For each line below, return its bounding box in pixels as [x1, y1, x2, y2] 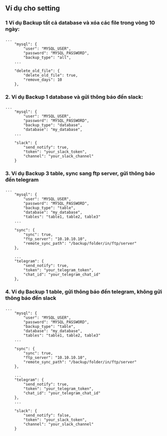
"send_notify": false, [23, 413, 71, 418]
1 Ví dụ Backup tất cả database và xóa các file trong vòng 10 [5, 19, 155, 26]
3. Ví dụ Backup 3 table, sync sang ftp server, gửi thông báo [5, 170, 155, 177]
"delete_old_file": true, [23, 73, 78, 78]
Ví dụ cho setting [5, 4, 60, 13]
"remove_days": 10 [23, 77, 62, 82]
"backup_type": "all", [23, 55, 71, 60]
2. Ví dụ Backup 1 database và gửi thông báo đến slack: [5, 93, 143, 100]
